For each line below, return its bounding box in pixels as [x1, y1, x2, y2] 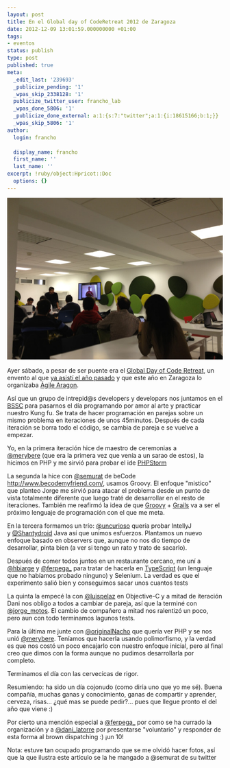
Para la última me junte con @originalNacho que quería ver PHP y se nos [7, 627, 212, 635]
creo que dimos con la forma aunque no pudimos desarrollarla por [7, 649, 194, 657]
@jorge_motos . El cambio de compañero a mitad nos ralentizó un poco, [7, 606, 209, 614]
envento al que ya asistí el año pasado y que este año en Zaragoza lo [7, 373, 202, 382]
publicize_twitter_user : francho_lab [13, 98, 121, 105]
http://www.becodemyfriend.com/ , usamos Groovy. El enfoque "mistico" [7, 479, 212, 487]
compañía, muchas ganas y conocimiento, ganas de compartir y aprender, [7, 690, 217, 698]
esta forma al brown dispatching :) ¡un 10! [7, 732, 125, 741]
